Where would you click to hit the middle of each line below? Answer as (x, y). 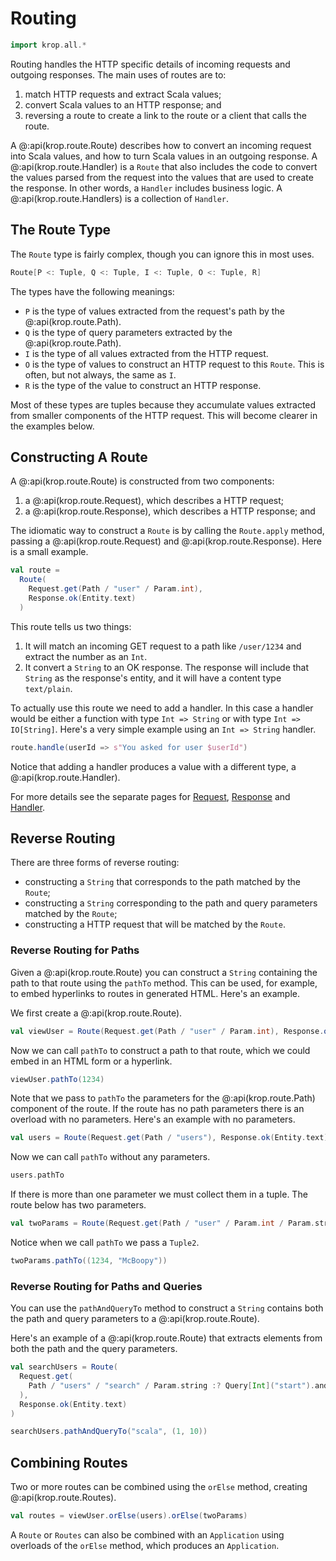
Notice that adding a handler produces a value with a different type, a (153, 766)
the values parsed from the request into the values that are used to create (162, 177)
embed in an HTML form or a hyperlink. (91, 1061)
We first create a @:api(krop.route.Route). (96, 1013)
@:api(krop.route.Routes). (63, 1498)
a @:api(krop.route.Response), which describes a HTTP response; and (170, 511)
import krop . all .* (48, 45)
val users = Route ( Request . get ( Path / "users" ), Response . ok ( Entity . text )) (171, 1138)
